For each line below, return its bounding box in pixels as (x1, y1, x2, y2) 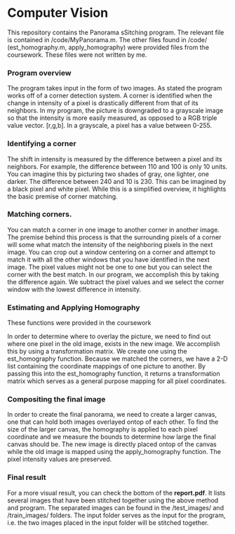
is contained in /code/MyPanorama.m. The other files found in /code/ (7, 35, 208, 44)
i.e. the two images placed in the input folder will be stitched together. (7, 518, 209, 527)
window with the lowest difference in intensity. (7, 285, 142, 293)
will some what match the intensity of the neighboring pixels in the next (7, 240, 213, 248)
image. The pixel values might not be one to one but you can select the (7, 262, 213, 271)
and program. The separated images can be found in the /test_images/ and (7, 503, 224, 512)
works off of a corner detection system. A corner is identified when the (7, 91, 213, 100)
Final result (7, 472, 47, 482)
